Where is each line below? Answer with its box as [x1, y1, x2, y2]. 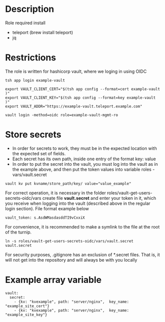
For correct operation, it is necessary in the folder [5, 189, 106, 196]
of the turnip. [5, 229, 32, 235]
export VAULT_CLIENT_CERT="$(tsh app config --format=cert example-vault [5, 87, 161, 92]
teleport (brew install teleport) [12, 29, 73, 35]
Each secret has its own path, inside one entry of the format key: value [12, 156, 156, 162]
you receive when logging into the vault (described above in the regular [5, 200, 151, 206]
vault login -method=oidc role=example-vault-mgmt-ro [5, 112, 119, 117]
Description [5, 3, 54, 15]
